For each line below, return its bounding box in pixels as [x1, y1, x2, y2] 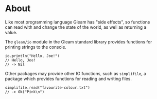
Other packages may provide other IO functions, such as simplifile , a [5, 70, 146, 76]
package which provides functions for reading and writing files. [5, 76, 132, 81]
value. [5, 29, 17, 35]
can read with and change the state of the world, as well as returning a [5, 24, 147, 30]
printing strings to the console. [5, 44, 67, 50]
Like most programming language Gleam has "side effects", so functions [5, 19, 150, 25]
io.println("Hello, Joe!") [5, 53, 60, 59]
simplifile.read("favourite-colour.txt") [5, 85, 90, 90]
